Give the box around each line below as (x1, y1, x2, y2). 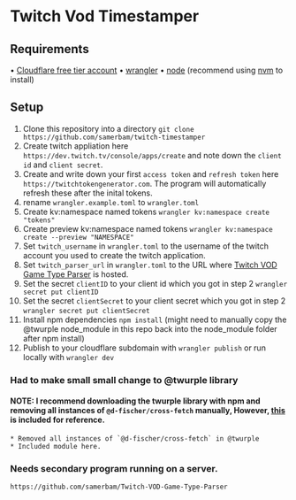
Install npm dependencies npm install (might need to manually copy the (22, 314, 287, 325)
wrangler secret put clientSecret (22, 306, 150, 315)
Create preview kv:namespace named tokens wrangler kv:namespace (22, 223, 273, 234)
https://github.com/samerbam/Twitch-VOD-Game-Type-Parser (10, 482, 228, 492)
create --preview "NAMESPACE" (22, 233, 135, 242)
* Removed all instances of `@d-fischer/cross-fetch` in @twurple (10, 434, 260, 443)
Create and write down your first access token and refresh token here (22, 168, 279, 179)
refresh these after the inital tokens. (22, 188, 153, 198)
